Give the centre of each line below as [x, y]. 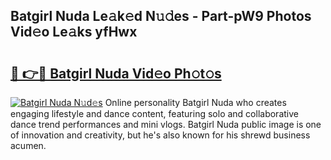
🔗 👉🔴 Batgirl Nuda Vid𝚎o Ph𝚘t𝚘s [116, 73]
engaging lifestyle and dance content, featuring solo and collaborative [154, 113]
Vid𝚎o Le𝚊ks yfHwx [74, 32]
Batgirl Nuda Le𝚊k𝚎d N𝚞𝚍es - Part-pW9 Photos [161, 16]
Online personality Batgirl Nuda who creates [195, 102]
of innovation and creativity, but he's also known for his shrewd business [160, 135]
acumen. [28, 145]
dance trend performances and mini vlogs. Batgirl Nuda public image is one [166, 124]
